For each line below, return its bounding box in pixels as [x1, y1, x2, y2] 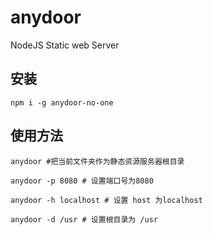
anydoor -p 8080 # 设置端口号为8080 [10, 176, 154, 186]
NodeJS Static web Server [10, 39, 120, 51]
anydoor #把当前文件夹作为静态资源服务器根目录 [10, 156, 185, 166]
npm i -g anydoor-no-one [10, 97, 114, 108]
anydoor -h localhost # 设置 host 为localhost [10, 195, 203, 205]
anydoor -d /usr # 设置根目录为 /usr [10, 214, 158, 225]
